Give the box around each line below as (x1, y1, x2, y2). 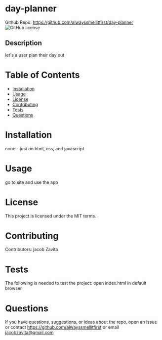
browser (5, 285, 22, 292)
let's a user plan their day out (5, 52, 65, 58)
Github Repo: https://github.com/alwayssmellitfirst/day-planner (5, 19, 133, 25)
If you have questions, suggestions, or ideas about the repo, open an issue (5, 319, 157, 325)
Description (5, 39, 42, 47)
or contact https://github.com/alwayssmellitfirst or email (5, 324, 120, 330)
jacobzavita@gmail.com (5, 330, 54, 336)
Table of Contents (5, 69, 80, 81)
